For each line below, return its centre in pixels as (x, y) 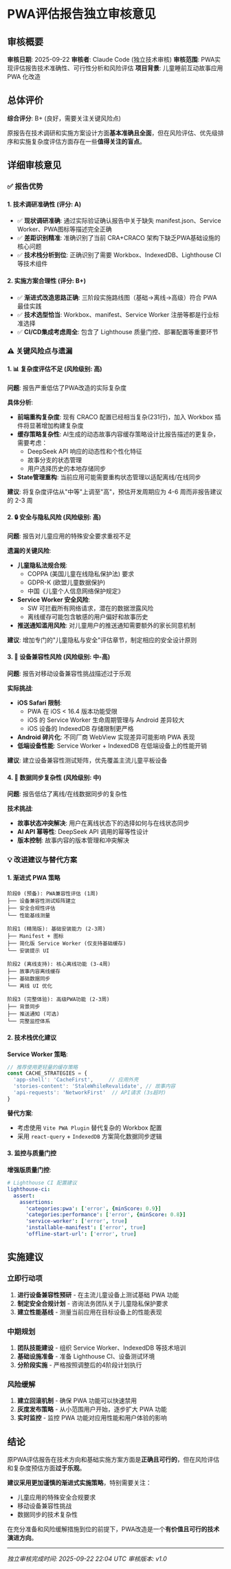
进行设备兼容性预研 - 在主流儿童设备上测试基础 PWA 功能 (98, 1295)
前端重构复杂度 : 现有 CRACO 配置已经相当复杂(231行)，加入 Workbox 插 (119, 417)
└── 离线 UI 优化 (30, 986)
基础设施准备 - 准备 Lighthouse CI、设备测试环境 (86, 1356)
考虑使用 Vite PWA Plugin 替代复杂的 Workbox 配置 (89, 1128)
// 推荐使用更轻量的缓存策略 (43, 1067)
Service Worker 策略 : (38, 1054)
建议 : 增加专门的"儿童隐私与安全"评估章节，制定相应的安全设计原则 (102, 639)
